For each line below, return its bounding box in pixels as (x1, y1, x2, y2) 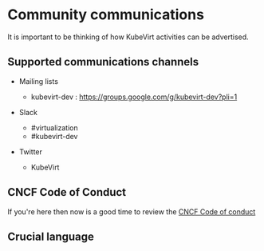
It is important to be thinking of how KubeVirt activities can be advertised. (7, 32, 249, 42)
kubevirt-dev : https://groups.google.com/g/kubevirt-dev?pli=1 (30, 92, 238, 102)
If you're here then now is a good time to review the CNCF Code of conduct (7, 206, 256, 217)
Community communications (7, 6, 205, 24)
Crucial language (7, 229, 95, 243)
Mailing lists (18, 76, 59, 86)
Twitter (18, 146, 43, 157)
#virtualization (30, 122, 78, 133)
